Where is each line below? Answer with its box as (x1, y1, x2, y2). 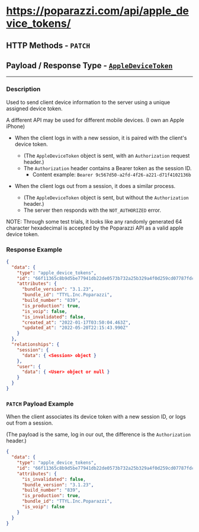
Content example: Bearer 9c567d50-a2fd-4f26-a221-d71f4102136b (32, 171, 191, 178)
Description (6, 85, 41, 93)
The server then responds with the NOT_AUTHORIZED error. (23, 206, 162, 214)
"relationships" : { (11, 342, 60, 348)
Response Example (6, 245, 63, 253)
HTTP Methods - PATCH (6, 40, 91, 50)
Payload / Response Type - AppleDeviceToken (6, 60, 173, 71)
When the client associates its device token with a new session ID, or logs (6, 413, 186, 420)
